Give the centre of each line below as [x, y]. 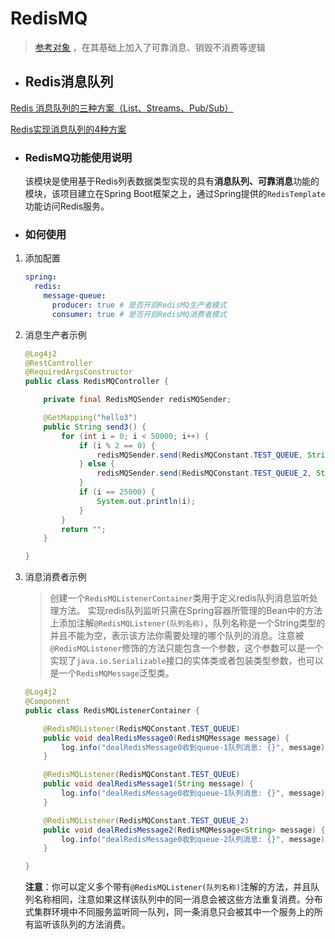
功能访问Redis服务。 [67, 206]
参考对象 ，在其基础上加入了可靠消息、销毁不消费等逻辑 [150, 47]
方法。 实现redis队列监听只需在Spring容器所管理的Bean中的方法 [190, 611]
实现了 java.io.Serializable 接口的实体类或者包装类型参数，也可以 [186, 661]
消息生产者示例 [55, 334]
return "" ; [84, 529]
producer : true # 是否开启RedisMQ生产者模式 [139, 305]
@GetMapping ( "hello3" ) [90, 418]
